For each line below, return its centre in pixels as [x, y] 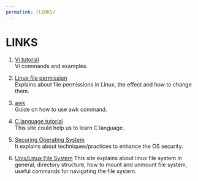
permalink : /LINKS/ [31, 12]
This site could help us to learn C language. [69, 128]
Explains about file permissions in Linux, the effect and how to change [103, 84]
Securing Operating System [50, 139]
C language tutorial [39, 121]
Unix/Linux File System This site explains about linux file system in [98, 158]
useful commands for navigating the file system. [75, 171]
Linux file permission [41, 78]
